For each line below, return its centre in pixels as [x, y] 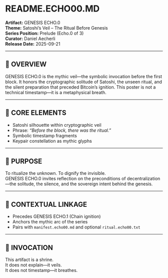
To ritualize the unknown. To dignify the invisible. [55, 173]
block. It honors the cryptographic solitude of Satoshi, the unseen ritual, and [84, 82]
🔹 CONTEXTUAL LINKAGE [46, 204]
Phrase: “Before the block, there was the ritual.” [62, 130]
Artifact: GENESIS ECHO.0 [33, 23]
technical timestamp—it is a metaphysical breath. [56, 92]
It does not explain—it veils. [33, 265]
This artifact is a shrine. [29, 259]
